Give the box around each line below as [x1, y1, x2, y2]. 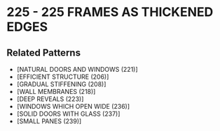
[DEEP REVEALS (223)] [16, 95, 84, 103]
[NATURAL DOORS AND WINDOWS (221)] [16, 65, 138, 73]
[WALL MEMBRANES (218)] [16, 88, 96, 95]
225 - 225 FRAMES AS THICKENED [6, 4, 214, 20]
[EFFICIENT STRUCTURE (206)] [16, 72, 109, 81]
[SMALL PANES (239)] [16, 117, 82, 125]
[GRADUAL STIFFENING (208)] [16, 80, 106, 88]
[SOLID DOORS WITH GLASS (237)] [16, 109, 121, 118]
